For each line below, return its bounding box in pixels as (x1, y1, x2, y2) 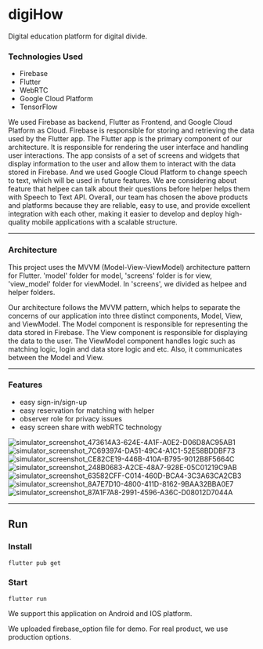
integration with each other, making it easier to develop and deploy (8, 210, 224, 219)
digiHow (8, 5, 64, 24)
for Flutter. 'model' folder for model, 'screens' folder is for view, (8, 271, 213, 280)
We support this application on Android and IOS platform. (8, 608, 193, 618)
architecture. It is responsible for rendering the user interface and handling (8, 143, 249, 152)
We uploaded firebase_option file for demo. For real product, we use (8, 624, 229, 633)
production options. (8, 632, 72, 641)
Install (8, 541, 33, 552)
